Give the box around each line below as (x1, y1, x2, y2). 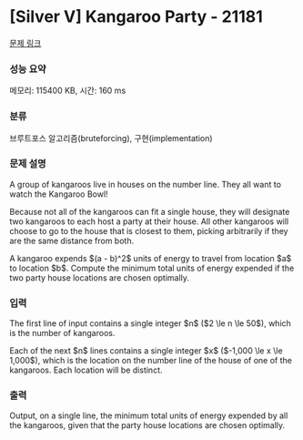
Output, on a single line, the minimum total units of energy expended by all (9, 410, 288, 421)
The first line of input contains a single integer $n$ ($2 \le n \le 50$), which (9, 318, 291, 329)
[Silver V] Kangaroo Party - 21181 (9, 6, 264, 27)
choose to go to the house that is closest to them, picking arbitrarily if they (9, 225, 288, 236)
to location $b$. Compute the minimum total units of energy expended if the (9, 262, 295, 273)
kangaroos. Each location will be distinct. (9, 364, 163, 375)
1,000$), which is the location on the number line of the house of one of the (9, 355, 293, 366)
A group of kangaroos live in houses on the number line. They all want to (9, 179, 282, 189)
